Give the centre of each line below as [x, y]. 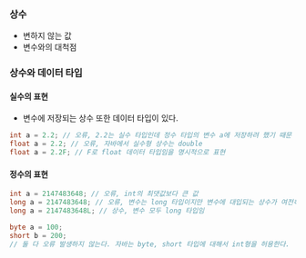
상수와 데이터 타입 [46, 73]
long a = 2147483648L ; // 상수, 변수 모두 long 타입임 [107, 211]
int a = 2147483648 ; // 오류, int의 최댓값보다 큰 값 [104, 194]
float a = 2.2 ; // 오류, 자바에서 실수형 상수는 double [106, 144]
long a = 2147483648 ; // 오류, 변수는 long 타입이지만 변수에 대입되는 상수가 [143, 203]
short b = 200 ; [38, 235]
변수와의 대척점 [50, 47]
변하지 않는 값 [47, 36]
